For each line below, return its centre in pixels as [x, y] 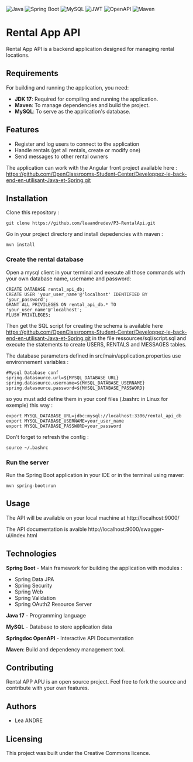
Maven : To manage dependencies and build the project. [82, 105]
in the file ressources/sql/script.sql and [139, 338]
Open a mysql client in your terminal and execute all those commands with [96, 272]
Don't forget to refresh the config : [47, 437]
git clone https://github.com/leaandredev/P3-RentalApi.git [81, 223]
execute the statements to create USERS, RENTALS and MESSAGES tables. [96, 344]
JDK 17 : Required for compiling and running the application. [86, 99]
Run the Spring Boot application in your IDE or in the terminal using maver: [95, 475]
